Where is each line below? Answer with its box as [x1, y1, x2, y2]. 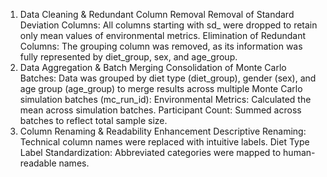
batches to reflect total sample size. [19, 115, 168, 126]
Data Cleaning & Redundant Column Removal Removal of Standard [19, 9, 295, 20]
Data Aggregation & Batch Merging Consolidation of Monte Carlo [19, 62, 287, 73]
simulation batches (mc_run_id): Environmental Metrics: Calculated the [19, 94, 312, 105]
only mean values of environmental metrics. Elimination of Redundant [19, 30, 307, 41]
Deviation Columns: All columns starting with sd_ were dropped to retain [19, 19, 318, 31]
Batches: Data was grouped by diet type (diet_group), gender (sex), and [19, 72, 317, 84]
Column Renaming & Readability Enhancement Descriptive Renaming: [19, 125, 307, 137]
